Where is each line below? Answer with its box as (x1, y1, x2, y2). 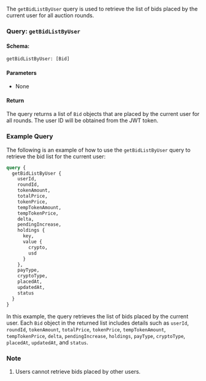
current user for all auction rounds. (6, 12, 94, 19)
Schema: (6, 42, 30, 50)
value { (22, 239, 43, 245)
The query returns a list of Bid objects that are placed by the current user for (6, 110, 200, 118)
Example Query (6, 132, 53, 140)
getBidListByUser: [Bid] (6, 56, 70, 62)
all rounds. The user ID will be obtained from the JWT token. (6, 117, 159, 125)
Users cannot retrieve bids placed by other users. (15, 368, 141, 375)
